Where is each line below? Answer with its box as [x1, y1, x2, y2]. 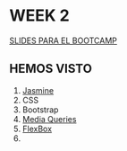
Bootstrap [21, 104, 59, 115]
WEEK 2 [9, 5, 70, 26]
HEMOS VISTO [9, 61, 92, 76]
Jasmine [21, 84, 55, 95]
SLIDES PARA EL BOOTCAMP [9, 35, 118, 46]
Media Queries [21, 113, 77, 124]
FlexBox [21, 123, 52, 134]
